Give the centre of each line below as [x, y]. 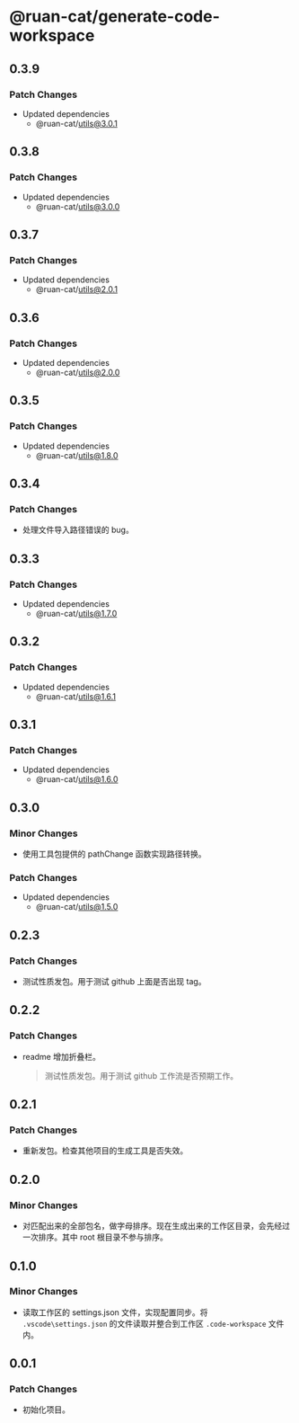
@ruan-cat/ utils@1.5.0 [77, 907]
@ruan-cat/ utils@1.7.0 [76, 614]
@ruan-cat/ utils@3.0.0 [78, 206]
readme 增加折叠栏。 [61, 1056]
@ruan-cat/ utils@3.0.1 [77, 123]
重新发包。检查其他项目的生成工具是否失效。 [105, 1151]
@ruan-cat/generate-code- [114, 17]
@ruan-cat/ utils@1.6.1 [76, 696]
